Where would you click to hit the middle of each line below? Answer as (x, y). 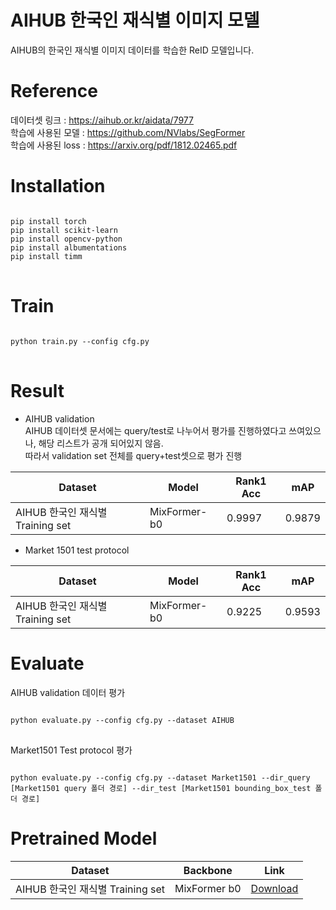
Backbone (208, 870)
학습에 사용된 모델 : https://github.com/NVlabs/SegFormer (128, 132)
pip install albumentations (69, 247)
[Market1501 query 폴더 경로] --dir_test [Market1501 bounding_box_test (161, 788)
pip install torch (48, 221)
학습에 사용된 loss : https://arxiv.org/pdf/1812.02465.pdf (124, 145)
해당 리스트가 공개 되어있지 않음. (101, 443)
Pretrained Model (84, 838)
